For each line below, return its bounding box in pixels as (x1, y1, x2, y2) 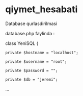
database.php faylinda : (5, 30, 55, 36)
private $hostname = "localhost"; (5, 50, 79, 55)
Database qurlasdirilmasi (5, 20, 58, 27)
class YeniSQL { (5, 40, 39, 46)
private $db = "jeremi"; (5, 77, 58, 82)
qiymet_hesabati (5, 4, 78, 15)
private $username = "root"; (5, 59, 67, 64)
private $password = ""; (5, 68, 58, 73)
